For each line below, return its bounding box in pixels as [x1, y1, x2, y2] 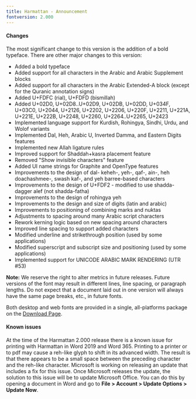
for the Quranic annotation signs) [14, 87, 95, 94]
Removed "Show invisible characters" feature [14, 156, 125, 163]
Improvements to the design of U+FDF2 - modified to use [14, 181, 153, 188]
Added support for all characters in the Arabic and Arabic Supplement [14, 69, 183, 76]
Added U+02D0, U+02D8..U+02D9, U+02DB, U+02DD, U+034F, [14, 100, 171, 107]
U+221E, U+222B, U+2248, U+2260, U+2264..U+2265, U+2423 [14, 113, 169, 120]
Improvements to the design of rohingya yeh [14, 194, 122, 201]
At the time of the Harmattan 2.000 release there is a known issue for [6, 336, 173, 343]
